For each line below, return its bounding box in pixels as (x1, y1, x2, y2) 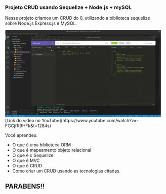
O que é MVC (12, 158, 40, 163)
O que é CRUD (12, 163, 42, 169)
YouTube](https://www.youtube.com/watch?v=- (41, 118, 139, 124)
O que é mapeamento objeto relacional (12, 147, 91, 153)
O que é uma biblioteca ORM (12, 142, 71, 148)
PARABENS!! (5, 182, 45, 191)
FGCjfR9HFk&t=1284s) (5, 123, 51, 129)
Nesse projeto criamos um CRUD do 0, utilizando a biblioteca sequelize (5, 15, 150, 21)
